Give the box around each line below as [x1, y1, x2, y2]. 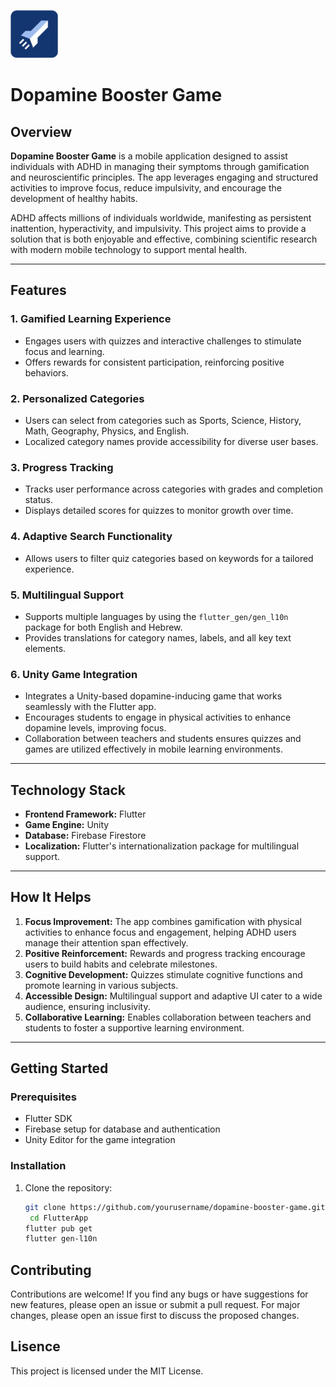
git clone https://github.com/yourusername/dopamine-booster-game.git [24, 1202, 326, 1212]
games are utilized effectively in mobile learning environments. [24, 743, 283, 755]
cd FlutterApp [29, 1213, 89, 1223]
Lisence [10, 1338, 61, 1355]
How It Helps [10, 889, 92, 906]
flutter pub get [24, 1223, 93, 1234]
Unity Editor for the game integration [24, 1134, 176, 1146]
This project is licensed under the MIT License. [10, 1365, 204, 1377]
